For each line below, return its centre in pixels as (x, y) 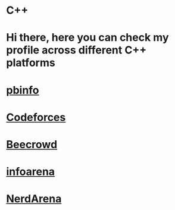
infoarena (31, 172)
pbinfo (23, 90)
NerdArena (34, 199)
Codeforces (36, 117)
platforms (31, 63)
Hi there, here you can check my (87, 38)
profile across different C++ (76, 50)
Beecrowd (32, 144)
